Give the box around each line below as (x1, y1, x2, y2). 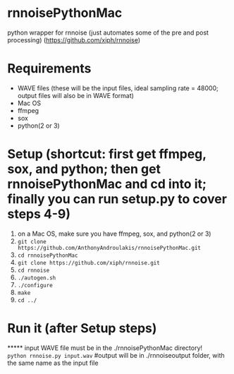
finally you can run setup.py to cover (7, 191, 228, 207)
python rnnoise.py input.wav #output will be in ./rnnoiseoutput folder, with (7, 351, 225, 359)
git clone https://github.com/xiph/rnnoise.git (17, 259, 160, 266)
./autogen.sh (17, 274, 56, 282)
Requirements (7, 61, 92, 77)
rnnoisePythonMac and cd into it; (7, 176, 207, 192)
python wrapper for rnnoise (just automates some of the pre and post (7, 28, 209, 37)
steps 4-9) (7, 206, 71, 222)
